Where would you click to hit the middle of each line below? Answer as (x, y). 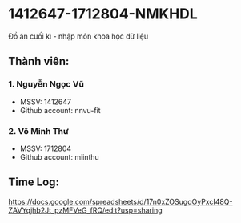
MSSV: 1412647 (46, 102)
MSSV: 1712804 (46, 148)
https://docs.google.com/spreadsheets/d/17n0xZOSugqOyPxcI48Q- (121, 201)
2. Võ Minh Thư (39, 131)
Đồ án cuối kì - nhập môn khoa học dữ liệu (78, 36)
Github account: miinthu (60, 156)
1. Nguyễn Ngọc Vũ (46, 84)
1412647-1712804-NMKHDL (103, 14)
